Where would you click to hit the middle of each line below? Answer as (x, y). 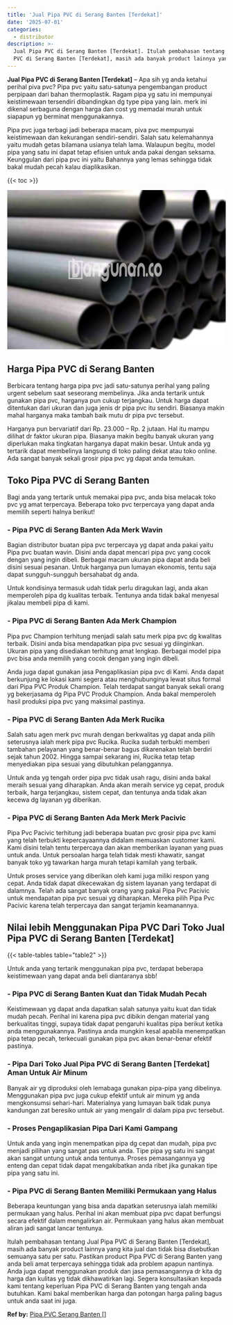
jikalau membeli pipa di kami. (49, 603)
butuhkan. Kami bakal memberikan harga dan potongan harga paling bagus (115, 1294)
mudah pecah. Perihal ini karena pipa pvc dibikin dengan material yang (108, 1017)
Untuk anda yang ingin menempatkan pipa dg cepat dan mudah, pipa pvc (112, 1143)
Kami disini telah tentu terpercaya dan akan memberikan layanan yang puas (115, 848)
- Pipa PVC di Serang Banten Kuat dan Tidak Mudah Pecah (107, 994)
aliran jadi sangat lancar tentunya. (55, 1228)
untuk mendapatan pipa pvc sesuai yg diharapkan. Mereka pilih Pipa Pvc (111, 898)
